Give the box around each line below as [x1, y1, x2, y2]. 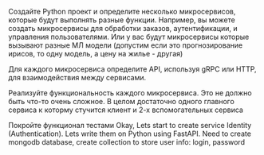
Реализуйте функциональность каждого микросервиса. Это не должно [8, 88, 253, 98]
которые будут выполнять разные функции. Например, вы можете [8, 15, 235, 25]
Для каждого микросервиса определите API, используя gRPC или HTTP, [8, 64, 257, 74]
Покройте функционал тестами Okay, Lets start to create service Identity [8, 121, 252, 130]
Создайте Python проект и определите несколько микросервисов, [8, 7, 236, 16]
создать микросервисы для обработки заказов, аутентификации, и [8, 24, 238, 33]
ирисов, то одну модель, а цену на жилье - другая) [8, 49, 183, 58]
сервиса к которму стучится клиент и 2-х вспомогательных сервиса [8, 105, 243, 114]
